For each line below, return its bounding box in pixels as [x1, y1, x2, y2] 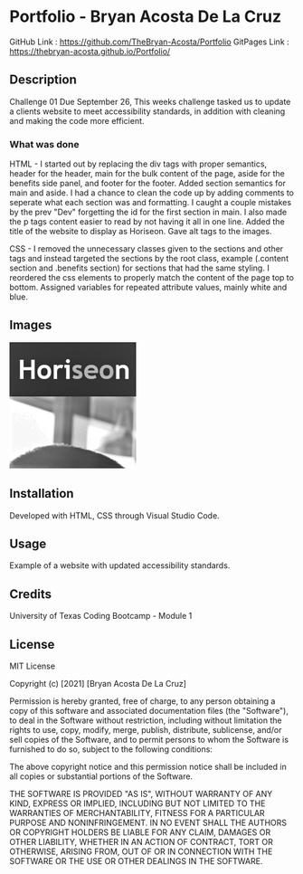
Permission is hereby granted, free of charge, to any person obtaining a [9, 696, 276, 707]
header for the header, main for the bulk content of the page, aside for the [9, 168, 285, 179]
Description [9, 72, 77, 88]
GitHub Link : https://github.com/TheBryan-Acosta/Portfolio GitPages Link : [9, 36, 289, 47]
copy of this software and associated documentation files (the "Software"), [9, 706, 289, 717]
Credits [9, 586, 52, 602]
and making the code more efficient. [9, 115, 145, 126]
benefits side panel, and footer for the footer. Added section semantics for [9, 178, 287, 189]
